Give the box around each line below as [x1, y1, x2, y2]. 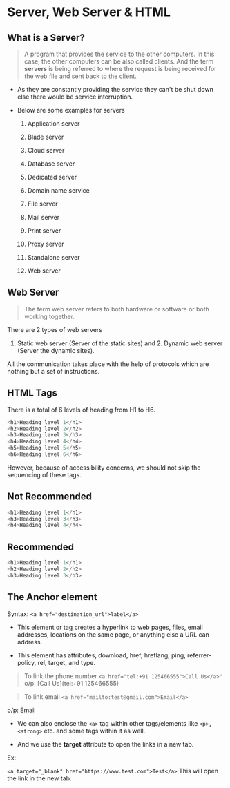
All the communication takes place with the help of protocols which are [7, 360, 209, 368]
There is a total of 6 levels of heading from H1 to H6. [7, 405, 155, 414]
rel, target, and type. [37, 658, 96, 666]
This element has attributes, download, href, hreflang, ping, [17, 651, 186, 660]
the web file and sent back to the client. [23, 72, 137, 80]
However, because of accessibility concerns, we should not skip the [7, 463, 202, 472]
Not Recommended [7, 491, 92, 503]
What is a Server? [7, 32, 85, 44]
